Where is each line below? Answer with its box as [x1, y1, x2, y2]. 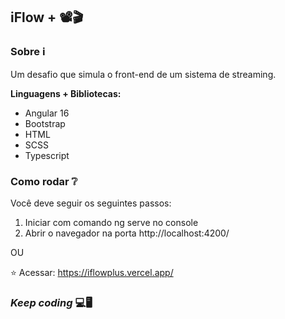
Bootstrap [24, 117, 66, 129]
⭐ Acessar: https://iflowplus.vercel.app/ [10, 266, 174, 278]
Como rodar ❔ [10, 174, 78, 188]
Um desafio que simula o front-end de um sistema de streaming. [10, 68, 277, 80]
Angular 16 [24, 107, 70, 119]
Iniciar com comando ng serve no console [24, 216, 199, 228]
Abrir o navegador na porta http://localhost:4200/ [24, 227, 230, 239]
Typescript [24, 149, 70, 161]
